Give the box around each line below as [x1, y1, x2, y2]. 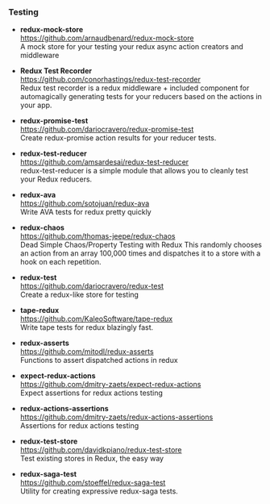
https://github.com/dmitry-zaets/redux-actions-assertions [19, 412, 214, 422]
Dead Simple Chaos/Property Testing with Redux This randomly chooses [19, 240, 262, 250]
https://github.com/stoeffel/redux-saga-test [19, 478, 166, 488]
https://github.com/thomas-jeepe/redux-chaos [19, 231, 176, 241]
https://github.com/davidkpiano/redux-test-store [19, 445, 183, 455]
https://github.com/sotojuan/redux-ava [19, 198, 150, 208]
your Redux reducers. [19, 174, 93, 184]
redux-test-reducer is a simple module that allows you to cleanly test [19, 166, 248, 176]
